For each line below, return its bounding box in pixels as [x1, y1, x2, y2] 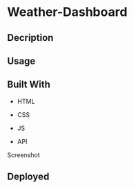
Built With [7, 79, 50, 91]
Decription [7, 32, 54, 44]
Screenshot [7, 150, 40, 159]
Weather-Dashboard [7, 4, 128, 20]
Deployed [7, 171, 50, 183]
